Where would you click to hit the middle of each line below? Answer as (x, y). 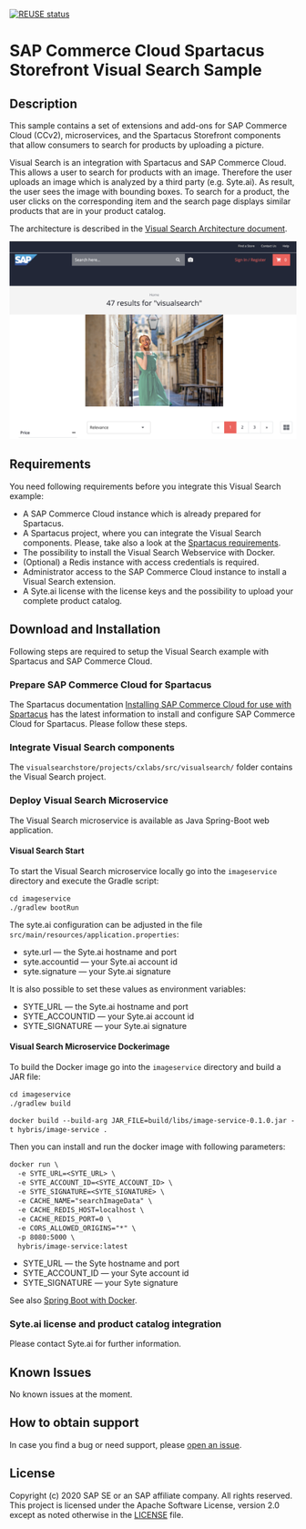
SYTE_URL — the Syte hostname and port (101, 1263)
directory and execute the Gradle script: (84, 881)
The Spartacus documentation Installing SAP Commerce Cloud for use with (151, 704)
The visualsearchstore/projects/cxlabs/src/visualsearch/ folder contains (151, 767)
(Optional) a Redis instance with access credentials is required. (141, 562)
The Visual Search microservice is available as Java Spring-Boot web (140, 821)
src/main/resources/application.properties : (94, 934)
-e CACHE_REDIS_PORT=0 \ (65, 1219)
